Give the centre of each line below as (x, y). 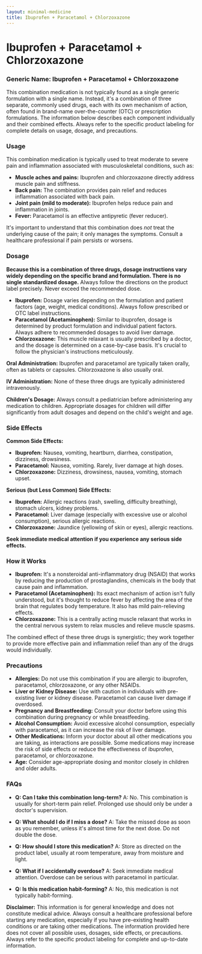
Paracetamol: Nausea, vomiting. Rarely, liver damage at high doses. (99, 465)
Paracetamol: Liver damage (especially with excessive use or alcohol (101, 514)
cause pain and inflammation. (51, 587)
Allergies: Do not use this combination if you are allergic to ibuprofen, (101, 679)
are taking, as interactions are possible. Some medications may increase (105, 743)
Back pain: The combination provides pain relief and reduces (91, 190)
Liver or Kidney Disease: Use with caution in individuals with (90, 692)
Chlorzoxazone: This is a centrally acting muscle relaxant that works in (103, 619)
